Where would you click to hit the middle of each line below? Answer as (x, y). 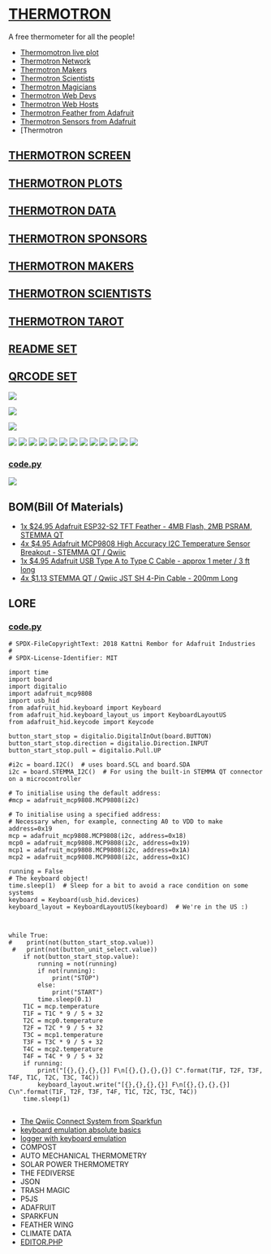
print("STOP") (75, 978)
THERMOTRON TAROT (66, 321)
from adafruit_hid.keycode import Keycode (81, 722)
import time (28, 672)
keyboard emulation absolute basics (81, 1130)
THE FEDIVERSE (47, 1173)
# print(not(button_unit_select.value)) (85, 949)
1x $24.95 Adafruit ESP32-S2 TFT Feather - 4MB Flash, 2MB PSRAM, (136, 526)
